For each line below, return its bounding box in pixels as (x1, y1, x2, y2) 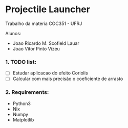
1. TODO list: (5, 58, 37, 65)
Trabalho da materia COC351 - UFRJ (5, 20, 82, 27)
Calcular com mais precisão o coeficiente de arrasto (12, 75, 123, 82)
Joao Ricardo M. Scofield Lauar (12, 40, 79, 46)
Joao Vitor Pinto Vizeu (12, 45, 60, 52)
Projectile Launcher (5, 4, 91, 15)
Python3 (12, 100, 31, 107)
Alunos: (5, 30, 22, 36)
